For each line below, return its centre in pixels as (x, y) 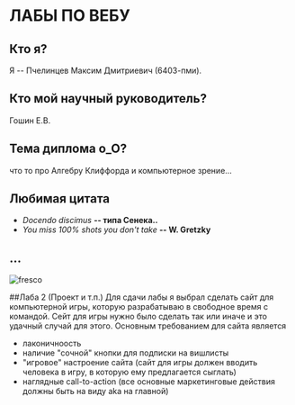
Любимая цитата (60, 199)
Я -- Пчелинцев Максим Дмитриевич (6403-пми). (106, 70)
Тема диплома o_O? (68, 149)
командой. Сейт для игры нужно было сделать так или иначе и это (139, 317)
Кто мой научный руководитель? (108, 99)
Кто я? (28, 49)
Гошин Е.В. (30, 120)
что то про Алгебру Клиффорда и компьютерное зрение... (121, 170)
